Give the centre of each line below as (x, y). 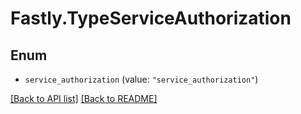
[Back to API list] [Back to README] (84, 98)
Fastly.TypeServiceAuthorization (151, 18)
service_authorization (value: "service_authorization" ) (141, 79)
